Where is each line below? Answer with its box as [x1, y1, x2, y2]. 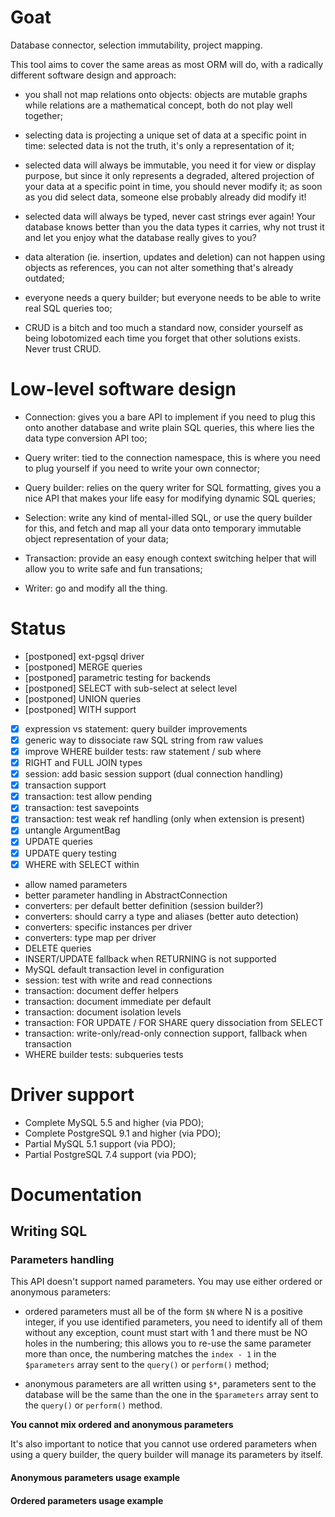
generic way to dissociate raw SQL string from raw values [24, 734, 264, 746]
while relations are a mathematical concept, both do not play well [24, 99, 293, 111]
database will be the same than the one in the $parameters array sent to [24, 1389, 319, 1401]
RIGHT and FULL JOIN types [24, 757, 143, 768]
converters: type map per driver [24, 931, 157, 943]
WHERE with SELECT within [24, 858, 140, 870]
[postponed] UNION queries [24, 692, 142, 705]
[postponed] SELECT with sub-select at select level [24, 682, 238, 694]
